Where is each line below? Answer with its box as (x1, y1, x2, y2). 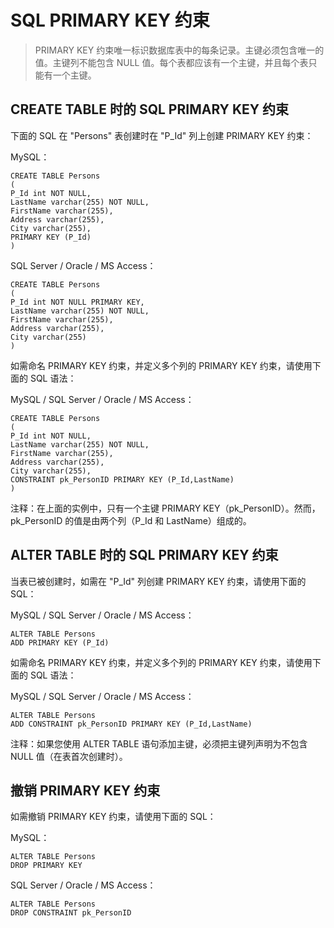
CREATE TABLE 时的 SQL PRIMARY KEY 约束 (10, 101, 290, 118)
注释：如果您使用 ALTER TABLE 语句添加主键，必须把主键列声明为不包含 (10, 737, 308, 750)
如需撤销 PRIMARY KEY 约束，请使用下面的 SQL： (10, 811, 217, 823)
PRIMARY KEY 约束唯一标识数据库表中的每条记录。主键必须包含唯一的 (34, 44, 325, 56)
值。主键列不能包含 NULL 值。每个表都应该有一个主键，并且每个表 (34, 56, 309, 68)
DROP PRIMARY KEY (10, 861, 83, 871)
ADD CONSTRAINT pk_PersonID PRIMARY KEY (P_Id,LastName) (10, 719, 253, 729)
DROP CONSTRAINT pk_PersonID (10, 908, 132, 918)
